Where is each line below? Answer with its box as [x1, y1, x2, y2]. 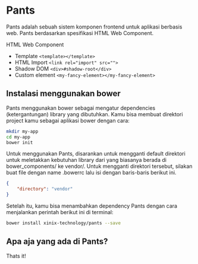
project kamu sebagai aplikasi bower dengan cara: [6, 117, 130, 124]
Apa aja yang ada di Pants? [6, 237, 108, 247]
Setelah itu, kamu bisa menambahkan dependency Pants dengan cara [6, 202, 177, 209]
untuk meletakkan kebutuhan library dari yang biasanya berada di [6, 157, 166, 164]
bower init [6, 139, 33, 145]
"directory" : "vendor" [17, 186, 73, 192]
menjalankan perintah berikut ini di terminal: [6, 209, 114, 215]
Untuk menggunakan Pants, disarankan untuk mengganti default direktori [6, 150, 186, 157]
